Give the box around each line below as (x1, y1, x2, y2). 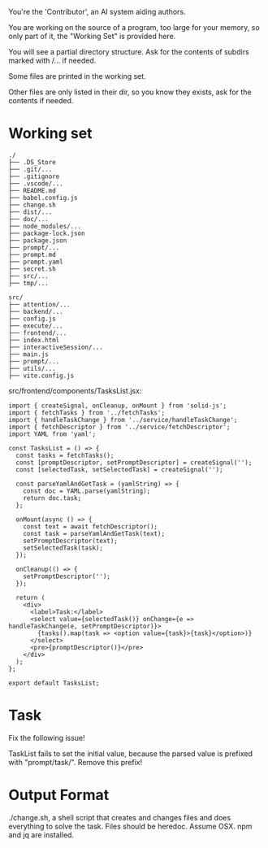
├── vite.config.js (8, 372, 75, 380)
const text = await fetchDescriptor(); (23, 522, 158, 531)
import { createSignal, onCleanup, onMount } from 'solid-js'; (8, 402, 227, 410)
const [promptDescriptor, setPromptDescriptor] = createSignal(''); (15, 459, 253, 467)
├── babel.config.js (8, 194, 79, 202)
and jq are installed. (8, 829, 75, 840)
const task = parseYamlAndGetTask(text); (23, 529, 165, 537)
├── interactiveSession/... (8, 343, 104, 351)
